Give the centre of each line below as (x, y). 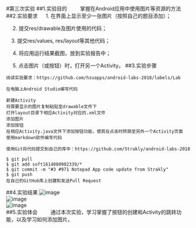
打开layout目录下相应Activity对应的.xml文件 (56, 113)
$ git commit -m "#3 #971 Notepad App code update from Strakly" (87, 170)
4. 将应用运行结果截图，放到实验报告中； (62, 53)
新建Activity (21, 101)
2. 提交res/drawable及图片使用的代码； (60, 28)
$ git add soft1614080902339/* (44, 164)
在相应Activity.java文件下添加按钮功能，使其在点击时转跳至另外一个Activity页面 (94, 132)
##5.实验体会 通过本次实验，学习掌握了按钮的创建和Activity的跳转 (91, 212)
